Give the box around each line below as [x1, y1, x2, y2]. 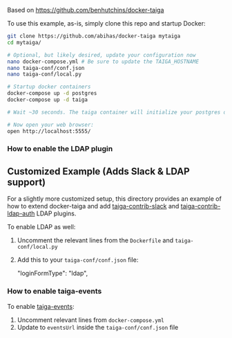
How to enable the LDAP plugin [7, 144, 113, 154]
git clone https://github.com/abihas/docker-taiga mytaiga [7, 33, 181, 39]
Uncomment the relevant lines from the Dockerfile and [17, 236, 174, 244]
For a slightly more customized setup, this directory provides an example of [7, 195, 222, 203]
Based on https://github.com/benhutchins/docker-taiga [7, 6, 164, 14]
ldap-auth [7, 209, 35, 217]
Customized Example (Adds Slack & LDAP [7, 166, 190, 177]
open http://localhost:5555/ [7, 127, 91, 134]
